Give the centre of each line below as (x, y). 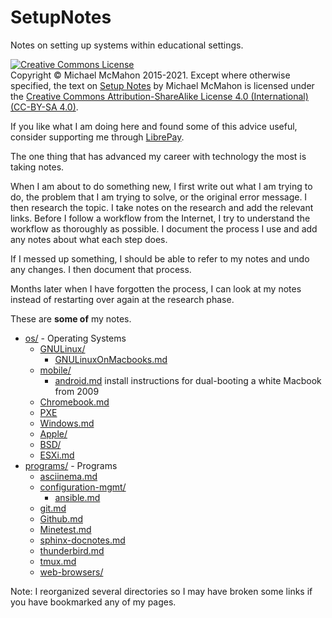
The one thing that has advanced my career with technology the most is (158, 156)
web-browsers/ (71, 572)
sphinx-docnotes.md (82, 540)
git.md (53, 508)
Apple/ (53, 433)
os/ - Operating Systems (75, 338)
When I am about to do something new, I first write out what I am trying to (161, 186)
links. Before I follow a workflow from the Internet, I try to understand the (160, 218)
